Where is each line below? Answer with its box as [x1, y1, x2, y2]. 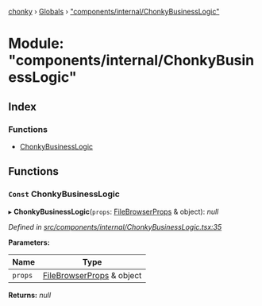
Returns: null [8, 290, 52, 300]
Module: [8, 35, 64, 52]
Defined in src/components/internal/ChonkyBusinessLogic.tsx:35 [8, 222, 222, 231]
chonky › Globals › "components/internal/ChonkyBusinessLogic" [8, 7, 220, 16]
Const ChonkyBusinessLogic [8, 188, 121, 199]
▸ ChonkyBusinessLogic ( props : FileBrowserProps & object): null [8, 207, 219, 216]
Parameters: [8, 238, 50, 247]
